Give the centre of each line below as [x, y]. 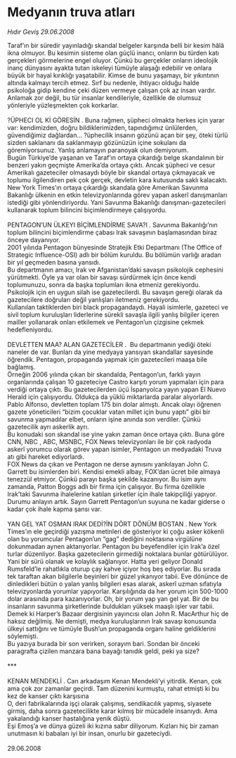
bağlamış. [21, 367]
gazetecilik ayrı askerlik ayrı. [48, 427]
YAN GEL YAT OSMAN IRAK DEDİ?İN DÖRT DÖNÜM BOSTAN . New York [112, 524]
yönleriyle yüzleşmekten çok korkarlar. [63, 105]
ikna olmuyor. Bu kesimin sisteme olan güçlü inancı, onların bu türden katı [113, 53]
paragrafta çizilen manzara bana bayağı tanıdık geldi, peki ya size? [104, 651]
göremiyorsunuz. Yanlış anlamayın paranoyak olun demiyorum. [98, 150]
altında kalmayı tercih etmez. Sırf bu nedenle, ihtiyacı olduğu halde [104, 82]
